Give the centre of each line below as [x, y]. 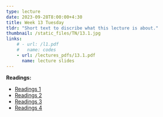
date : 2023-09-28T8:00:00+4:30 [44, 17]
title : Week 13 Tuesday [35, 22]
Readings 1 [28, 89]
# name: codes [37, 50]
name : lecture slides [48, 61]
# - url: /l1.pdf [38, 45]
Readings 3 [28, 101]
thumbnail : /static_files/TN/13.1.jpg [53, 34]
